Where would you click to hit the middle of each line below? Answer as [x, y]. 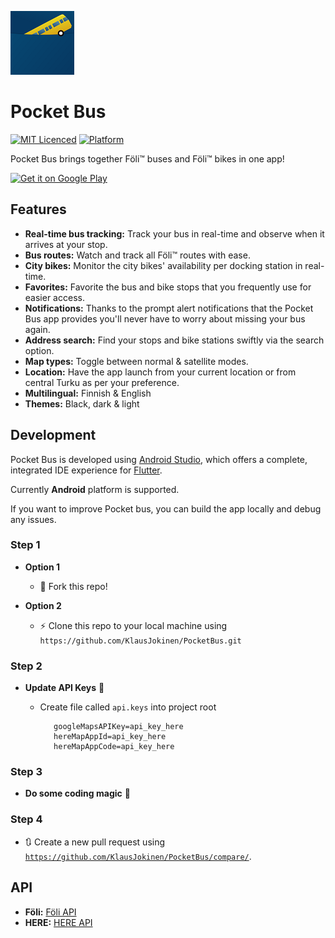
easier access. [54, 297]
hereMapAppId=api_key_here [110, 737]
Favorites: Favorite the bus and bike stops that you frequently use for [168, 287]
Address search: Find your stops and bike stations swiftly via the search [174, 340]
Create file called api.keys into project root [128, 707]
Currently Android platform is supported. [95, 489]
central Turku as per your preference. [102, 382]
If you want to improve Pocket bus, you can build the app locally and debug [166, 508]
